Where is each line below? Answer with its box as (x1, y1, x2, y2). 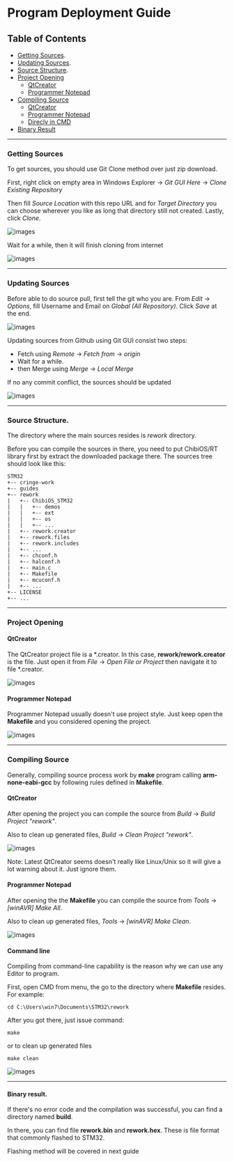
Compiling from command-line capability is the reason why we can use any (7, 962, 224, 970)
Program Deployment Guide (7, 5, 171, 21)
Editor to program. (7, 970, 60, 978)
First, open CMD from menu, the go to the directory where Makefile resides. (7, 983, 226, 991)
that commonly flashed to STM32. (7, 1133, 105, 1142)
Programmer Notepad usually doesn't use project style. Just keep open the (7, 710, 223, 718)
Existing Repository (7, 186, 63, 194)
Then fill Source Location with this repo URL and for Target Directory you (7, 199, 217, 208)
